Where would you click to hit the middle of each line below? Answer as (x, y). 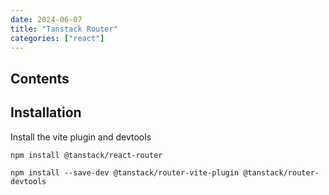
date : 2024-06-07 (46, 19)
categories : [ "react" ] (57, 38)
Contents (40, 78)
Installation (46, 112)
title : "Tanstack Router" (64, 29)
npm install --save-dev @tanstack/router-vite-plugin (125, 172)
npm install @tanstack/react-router (86, 155)
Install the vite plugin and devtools (81, 137)
